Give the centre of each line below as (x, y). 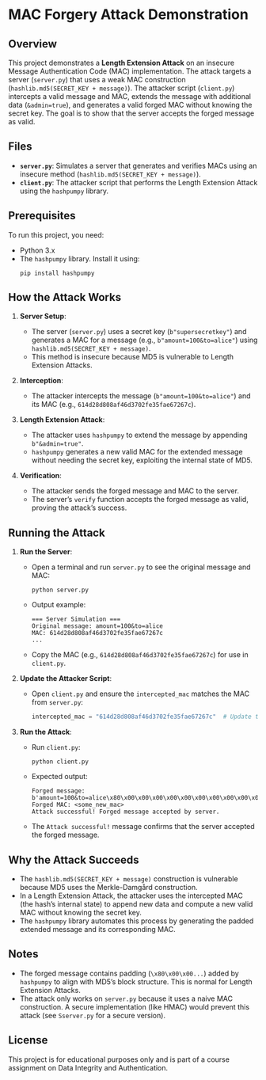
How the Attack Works (65, 297)
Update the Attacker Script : (66, 679)
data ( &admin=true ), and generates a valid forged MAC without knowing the (130, 105)
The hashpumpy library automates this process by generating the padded (137, 921)
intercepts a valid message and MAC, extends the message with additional (130, 96)
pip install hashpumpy (57, 273)
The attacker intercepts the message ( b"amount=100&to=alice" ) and (141, 396)
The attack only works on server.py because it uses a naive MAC (126, 998)
